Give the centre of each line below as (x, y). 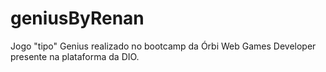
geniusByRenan (77, 18)
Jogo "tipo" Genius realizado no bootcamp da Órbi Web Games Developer (163, 46)
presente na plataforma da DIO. (75, 56)
